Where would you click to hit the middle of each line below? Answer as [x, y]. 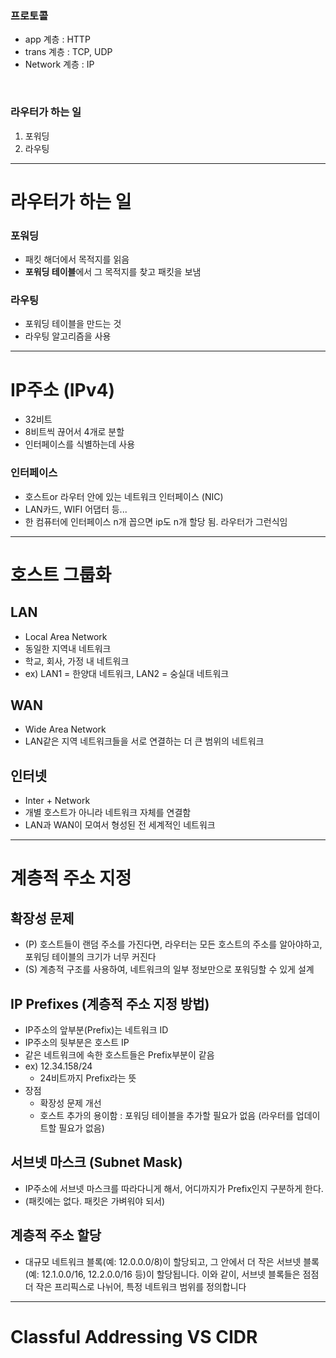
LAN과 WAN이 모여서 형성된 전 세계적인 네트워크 [120, 825]
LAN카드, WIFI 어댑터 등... [76, 509]
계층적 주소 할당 [56, 1235]
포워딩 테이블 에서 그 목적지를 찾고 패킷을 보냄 [113, 272]
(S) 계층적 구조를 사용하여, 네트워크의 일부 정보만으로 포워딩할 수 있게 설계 [169, 969]
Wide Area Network [65, 729]
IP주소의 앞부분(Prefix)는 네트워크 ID [96, 1030]
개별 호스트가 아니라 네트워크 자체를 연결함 [108, 813]
